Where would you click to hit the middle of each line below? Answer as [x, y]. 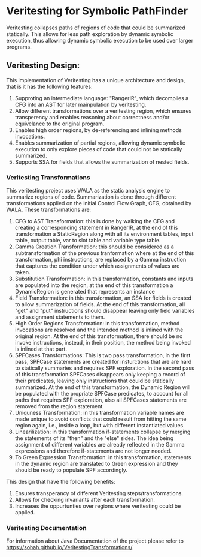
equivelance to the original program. [60, 124]
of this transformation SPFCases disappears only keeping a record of [100, 375]
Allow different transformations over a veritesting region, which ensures [103, 111]
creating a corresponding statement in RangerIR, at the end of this [96, 228]
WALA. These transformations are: [49, 210]
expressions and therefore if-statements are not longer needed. [93, 451]
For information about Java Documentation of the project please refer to [95, 541]
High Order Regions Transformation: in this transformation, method [97, 324]
